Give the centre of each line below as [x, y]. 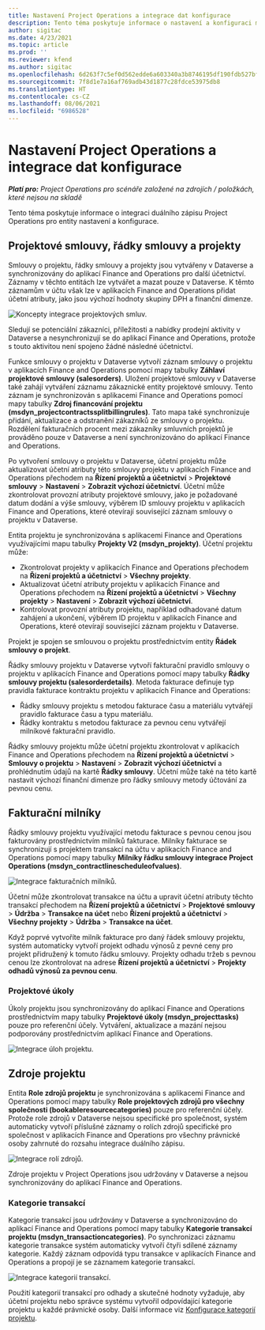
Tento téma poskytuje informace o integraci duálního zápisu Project [118, 212]
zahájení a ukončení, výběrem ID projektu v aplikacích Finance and [128, 617]
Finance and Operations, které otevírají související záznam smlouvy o [121, 511]
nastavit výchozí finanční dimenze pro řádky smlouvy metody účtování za [127, 779]
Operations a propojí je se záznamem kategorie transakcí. [102, 1262]
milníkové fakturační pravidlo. [67, 731]
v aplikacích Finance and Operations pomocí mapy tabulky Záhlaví [116, 369]
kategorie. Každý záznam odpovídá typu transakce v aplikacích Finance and [132, 1253]
